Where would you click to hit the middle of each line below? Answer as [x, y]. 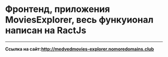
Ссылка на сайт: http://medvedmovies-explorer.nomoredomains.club [79, 49]
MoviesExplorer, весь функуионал [79, 20]
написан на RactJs [46, 30]
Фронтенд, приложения [57, 9]
